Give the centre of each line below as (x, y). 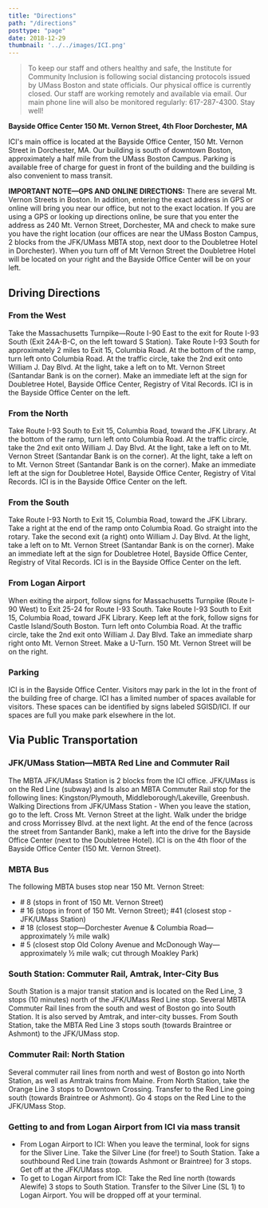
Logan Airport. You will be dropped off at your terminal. (110, 1195)
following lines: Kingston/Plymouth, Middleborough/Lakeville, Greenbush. (129, 798)
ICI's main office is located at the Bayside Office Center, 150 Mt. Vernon (126, 142)
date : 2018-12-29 (37, 38)
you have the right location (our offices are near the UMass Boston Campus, (134, 234)
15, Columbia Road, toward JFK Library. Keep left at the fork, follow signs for (134, 618)
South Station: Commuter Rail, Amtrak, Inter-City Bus (114, 974)
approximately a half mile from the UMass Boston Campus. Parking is (122, 159)
